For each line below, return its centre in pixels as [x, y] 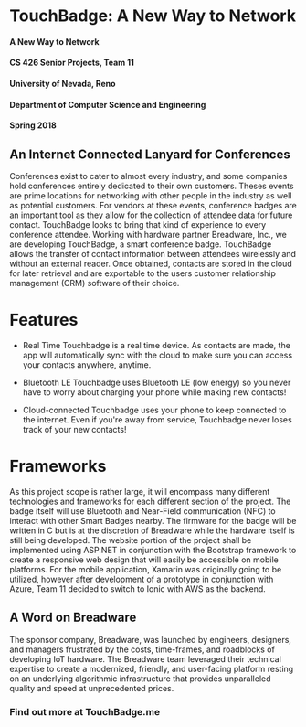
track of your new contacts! [74, 429]
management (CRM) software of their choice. [95, 283]
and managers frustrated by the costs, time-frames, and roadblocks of [142, 649]
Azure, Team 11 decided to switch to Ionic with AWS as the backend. [138, 588]
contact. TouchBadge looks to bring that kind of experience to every [138, 224]
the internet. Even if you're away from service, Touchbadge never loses [157, 419]
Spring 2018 [33, 125]
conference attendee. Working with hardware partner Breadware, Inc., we [148, 234]
